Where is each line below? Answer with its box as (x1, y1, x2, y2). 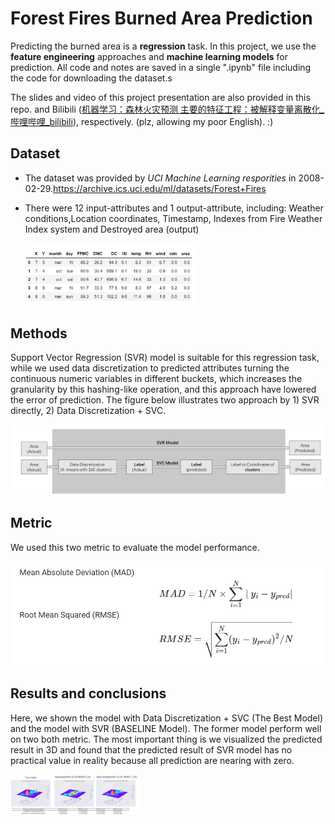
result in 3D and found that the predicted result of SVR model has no (10, 743, 293, 756)
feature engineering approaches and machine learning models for (10, 50, 288, 62)
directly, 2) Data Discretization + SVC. (10, 405, 167, 417)
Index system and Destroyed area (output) (24, 223, 200, 235)
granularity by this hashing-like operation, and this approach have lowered (10, 383, 317, 396)
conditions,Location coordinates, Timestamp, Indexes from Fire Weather (24, 212, 323, 224)
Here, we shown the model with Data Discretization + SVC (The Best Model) (10, 712, 324, 724)
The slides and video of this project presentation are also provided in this (10, 91, 311, 103)
